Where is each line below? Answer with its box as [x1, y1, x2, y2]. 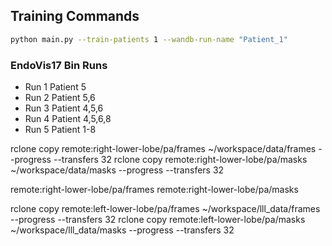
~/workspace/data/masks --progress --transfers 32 [10, 164, 225, 176]
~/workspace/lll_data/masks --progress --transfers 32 [10, 224, 235, 236]
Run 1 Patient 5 [24, 80, 87, 93]
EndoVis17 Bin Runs [10, 58, 108, 72]
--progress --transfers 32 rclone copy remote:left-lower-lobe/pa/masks [10, 213, 306, 225]
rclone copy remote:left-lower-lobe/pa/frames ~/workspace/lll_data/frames [10, 202, 321, 214]
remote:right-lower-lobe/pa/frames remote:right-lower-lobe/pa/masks [10, 183, 299, 195]
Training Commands [10, 8, 140, 25]
